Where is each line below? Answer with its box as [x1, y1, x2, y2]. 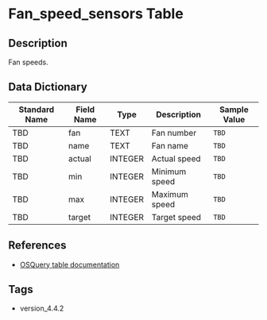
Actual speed [151, 152, 201, 164]
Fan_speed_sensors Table [8, 5, 184, 23]
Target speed [151, 211, 201, 222]
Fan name [151, 140, 189, 151]
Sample [219, 104, 249, 115]
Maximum [151, 188, 189, 199]
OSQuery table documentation [19, 260, 120, 269]
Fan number [151, 127, 197, 138]
